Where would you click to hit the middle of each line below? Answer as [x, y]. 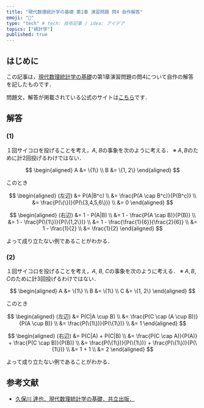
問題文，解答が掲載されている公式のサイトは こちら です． [78, 97]
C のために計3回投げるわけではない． [53, 279]
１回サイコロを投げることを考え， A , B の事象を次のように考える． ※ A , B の [100, 150]
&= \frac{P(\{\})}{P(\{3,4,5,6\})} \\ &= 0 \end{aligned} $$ [103, 202]
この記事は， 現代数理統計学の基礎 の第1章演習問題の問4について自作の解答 [100, 76]
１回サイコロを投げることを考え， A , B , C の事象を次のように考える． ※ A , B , [101, 271]
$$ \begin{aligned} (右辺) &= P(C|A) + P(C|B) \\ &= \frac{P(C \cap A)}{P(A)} [103, 335]
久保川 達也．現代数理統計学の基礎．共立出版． [75, 399]
